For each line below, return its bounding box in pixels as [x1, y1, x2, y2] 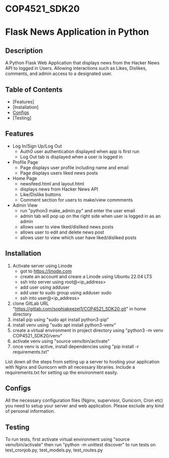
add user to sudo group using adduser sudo [20, 289, 112, 295]
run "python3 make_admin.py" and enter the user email [20, 207, 135, 213]
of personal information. [5, 408, 55, 414]
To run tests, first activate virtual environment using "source [5, 436, 130, 442]
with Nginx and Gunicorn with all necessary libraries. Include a [5, 364, 135, 370]
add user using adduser [20, 284, 70, 290]
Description [5, 46, 43, 55]
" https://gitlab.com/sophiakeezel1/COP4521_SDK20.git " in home [12, 306, 146, 312]
